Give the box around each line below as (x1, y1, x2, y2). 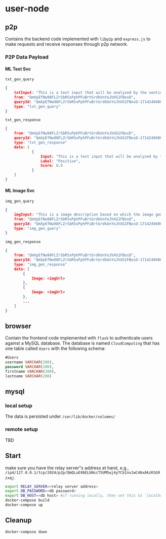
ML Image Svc (5, 188, 35, 194)
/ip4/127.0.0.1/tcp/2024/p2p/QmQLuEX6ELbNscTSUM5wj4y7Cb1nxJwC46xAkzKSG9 (5, 470, 161, 475)
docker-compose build (5, 498, 50, 503)
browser (5, 322, 32, 330)
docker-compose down (5, 529, 48, 534)
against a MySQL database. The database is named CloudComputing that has (5, 340, 160, 346)
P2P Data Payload (5, 53, 49, 60)
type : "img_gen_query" (14, 226, 61, 231)
